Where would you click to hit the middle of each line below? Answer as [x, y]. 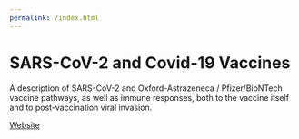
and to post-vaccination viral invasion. [81, 107]
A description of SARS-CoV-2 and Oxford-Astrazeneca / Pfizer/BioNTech [146, 88]
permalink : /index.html [55, 18]
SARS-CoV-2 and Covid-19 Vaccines [150, 62]
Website [25, 124]
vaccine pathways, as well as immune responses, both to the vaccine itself [149, 97]
